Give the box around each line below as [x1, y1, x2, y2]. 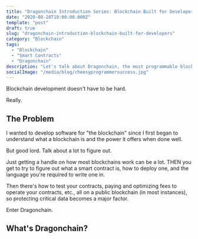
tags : [6, 42, 19, 48]
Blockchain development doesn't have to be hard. [6, 85, 127, 92]
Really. [6, 97, 22, 104]
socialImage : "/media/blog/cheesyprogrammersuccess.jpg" [6, 69, 149, 75]
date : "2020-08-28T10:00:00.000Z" [6, 14, 91, 20]
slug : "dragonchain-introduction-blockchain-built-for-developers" [6, 31, 176, 37]
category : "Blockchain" [6, 36, 65, 42]
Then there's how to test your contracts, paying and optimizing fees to [6, 182, 177, 189]
